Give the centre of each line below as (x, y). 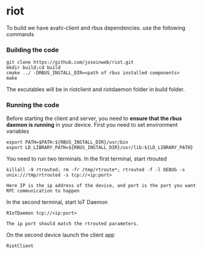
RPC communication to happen (43, 191)
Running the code (33, 105)
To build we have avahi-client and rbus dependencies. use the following (96, 28)
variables (18, 131)
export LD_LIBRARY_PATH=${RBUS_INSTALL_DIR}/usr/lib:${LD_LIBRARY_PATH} (100, 147)
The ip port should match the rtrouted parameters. (73, 224)
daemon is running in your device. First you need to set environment (92, 124)
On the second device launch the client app (60, 235)
